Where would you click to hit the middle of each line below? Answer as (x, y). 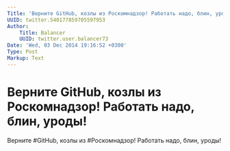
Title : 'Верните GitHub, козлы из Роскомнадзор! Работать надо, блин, (110, 13)
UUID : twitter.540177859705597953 (56, 20)
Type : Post (23, 52)
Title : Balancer (43, 33)
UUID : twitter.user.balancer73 (64, 39)
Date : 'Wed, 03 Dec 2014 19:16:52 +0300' (67, 45)
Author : (18, 26)
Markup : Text (26, 58)
